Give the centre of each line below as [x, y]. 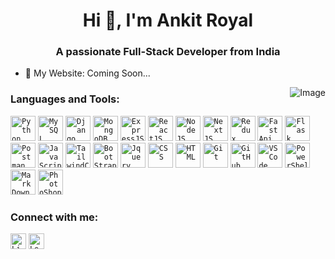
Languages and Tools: [65, 99]
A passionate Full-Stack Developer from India [168, 52]
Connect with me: [54, 217]
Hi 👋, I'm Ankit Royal [168, 20]
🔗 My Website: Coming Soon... [87, 73]
